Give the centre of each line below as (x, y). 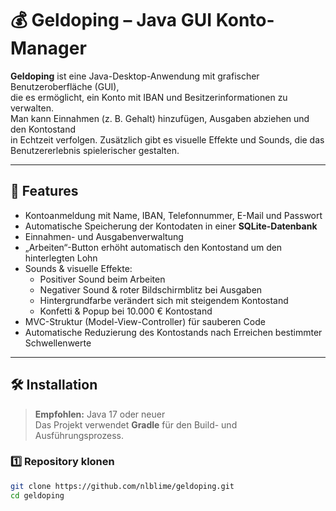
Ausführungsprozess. (79, 435)
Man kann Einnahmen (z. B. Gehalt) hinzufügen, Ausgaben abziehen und (160, 118)
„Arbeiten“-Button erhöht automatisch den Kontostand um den (153, 247)
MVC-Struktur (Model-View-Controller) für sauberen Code (145, 321)
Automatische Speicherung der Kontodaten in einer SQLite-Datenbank (171, 226)
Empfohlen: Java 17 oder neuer (100, 414)
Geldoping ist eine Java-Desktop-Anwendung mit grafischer (135, 76)
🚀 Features (44, 191)
